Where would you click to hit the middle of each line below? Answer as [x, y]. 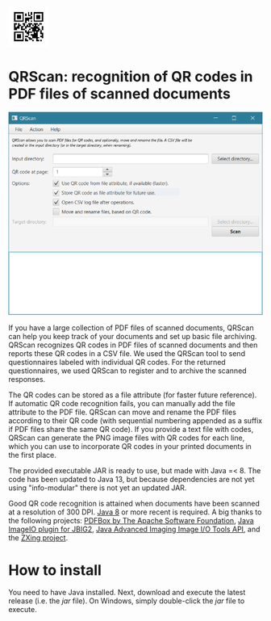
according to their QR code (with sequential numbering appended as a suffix [135, 420]
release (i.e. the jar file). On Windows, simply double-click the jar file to [127, 601]
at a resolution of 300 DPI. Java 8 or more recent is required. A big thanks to [135, 512]
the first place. [32, 455]
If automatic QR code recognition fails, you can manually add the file [122, 403]
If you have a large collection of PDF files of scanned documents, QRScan [131, 327]
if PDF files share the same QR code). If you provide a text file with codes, [131, 429]
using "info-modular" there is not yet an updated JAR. [98, 488]
